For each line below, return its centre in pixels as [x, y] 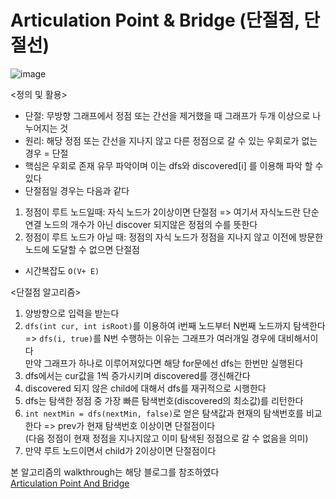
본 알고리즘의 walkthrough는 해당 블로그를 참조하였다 [115, 472]
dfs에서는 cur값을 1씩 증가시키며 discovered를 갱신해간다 [137, 375]
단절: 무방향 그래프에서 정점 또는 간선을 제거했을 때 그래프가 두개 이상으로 [167, 115]
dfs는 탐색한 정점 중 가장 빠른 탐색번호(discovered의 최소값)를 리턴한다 [164, 400]
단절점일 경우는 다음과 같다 [77, 190]
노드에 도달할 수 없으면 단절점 [82, 249]
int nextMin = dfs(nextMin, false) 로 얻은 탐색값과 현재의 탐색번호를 [164, 413]
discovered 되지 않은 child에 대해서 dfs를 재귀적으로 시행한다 [145, 388]
